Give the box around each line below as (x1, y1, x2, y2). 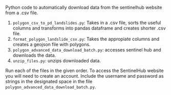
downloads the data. (12, 52, 56, 58)
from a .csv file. (5, 10, 38, 16)
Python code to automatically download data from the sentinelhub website (5, 5, 162, 10)
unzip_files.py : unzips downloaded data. (12, 58, 101, 63)
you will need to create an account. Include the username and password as (5, 73, 164, 79)
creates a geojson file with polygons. (12, 41, 91, 47)
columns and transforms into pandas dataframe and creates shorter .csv (12, 25, 166, 31)
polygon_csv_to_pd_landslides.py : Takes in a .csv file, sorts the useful (12, 20, 161, 26)
